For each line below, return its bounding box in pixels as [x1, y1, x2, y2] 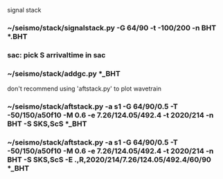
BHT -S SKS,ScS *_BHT [7, 119, 87, 129]
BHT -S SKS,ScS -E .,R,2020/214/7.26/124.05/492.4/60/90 [7, 155, 211, 164]
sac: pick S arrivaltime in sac [7, 50, 106, 59]
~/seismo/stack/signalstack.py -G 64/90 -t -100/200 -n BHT [7, 23, 217, 32]
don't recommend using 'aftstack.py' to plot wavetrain [7, 84, 161, 93]
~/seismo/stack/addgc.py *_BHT [7, 68, 121, 78]
